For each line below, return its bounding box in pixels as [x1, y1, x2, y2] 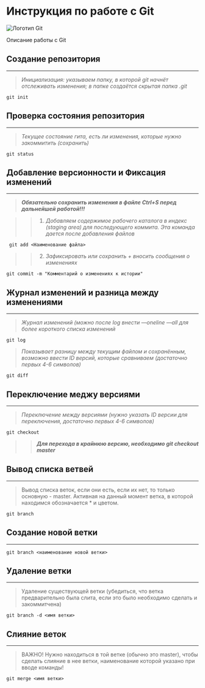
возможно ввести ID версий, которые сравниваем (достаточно [21, 354, 188, 362]
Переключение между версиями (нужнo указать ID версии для [21, 411, 188, 418]
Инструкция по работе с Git [6, 4, 154, 18]
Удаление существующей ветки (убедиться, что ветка [21, 587, 164, 595]
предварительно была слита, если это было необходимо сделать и [21, 594, 198, 601]
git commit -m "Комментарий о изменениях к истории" [6, 271, 143, 277]
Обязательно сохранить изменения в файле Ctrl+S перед [21, 199, 177, 206]
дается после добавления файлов [45, 230, 135, 237]
